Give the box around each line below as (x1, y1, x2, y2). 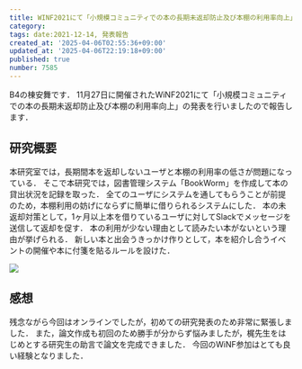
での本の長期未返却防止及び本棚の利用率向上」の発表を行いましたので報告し (9, 100, 293, 111)
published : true (9, 55, 70, 64)
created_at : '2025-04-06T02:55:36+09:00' (9, 38, 167, 48)
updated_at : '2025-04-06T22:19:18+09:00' (9, 47, 167, 56)
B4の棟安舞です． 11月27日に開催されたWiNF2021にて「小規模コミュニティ (9, 89, 288, 100)
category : (9, 22, 47, 31)
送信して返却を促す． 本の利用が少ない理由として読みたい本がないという (9, 222, 279, 233)
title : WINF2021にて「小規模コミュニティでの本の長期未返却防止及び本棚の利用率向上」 (9, 13, 297, 22)
